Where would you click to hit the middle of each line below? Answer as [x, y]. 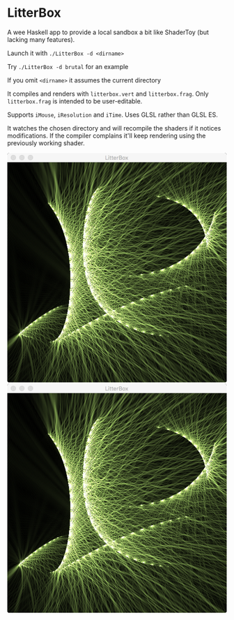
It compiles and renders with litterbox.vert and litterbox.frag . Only [108, 94]
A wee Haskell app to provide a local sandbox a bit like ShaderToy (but [108, 32]
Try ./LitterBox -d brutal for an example [68, 66]
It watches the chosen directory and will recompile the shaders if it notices [114, 128]
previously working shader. [46, 143]
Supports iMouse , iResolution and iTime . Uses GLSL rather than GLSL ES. [112, 115]
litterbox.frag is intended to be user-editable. [75, 101]
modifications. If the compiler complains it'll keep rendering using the [107, 135]
